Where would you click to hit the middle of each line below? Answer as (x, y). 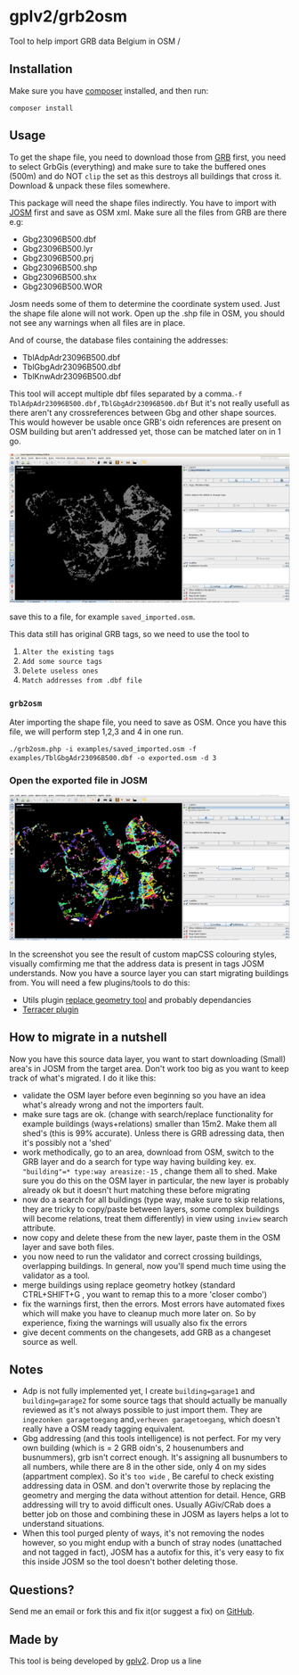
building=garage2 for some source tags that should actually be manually (154, 1401)
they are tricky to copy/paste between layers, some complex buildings (151, 1209)
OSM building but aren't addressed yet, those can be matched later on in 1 (145, 431)
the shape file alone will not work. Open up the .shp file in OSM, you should (147, 313)
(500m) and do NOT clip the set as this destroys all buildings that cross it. (145, 176)
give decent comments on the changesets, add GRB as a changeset (146, 1332)
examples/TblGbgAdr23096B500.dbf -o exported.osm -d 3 (113, 759)
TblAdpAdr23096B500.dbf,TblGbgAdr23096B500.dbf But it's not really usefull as (149, 402)
